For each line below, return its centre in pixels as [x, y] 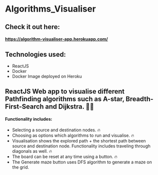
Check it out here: [32, 27]
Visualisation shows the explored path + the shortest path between [79, 141]
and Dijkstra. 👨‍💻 [70, 107]
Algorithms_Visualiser [50, 9]
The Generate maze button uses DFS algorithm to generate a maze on [82, 162]
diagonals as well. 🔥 [32, 151]
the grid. [20, 167]
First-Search [24, 107]
